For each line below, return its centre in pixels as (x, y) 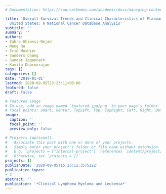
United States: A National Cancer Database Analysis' (66, 23)
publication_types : (25, 170)
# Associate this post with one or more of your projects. (69, 142)
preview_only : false (31, 129)
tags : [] (14, 69)
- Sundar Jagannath (25, 60)
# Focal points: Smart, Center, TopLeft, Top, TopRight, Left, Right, (79, 110)
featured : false (22, 88)
